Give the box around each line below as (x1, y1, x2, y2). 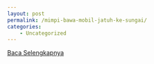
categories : (7, 23, 42, 30)
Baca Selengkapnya (7, 49, 65, 57)
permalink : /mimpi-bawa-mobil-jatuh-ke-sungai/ (7, 17, 148, 24)
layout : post (7, 10, 45, 17)
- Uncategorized (19, 29, 67, 37)
